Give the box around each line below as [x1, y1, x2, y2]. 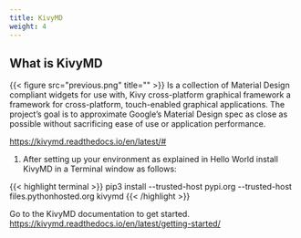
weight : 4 [9, 22, 47, 31]
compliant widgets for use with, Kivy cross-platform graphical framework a [9, 89, 292, 100]
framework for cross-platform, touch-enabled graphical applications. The [9, 99, 285, 110]
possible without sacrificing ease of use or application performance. [9, 119, 266, 129]
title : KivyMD [9, 13, 64, 23]
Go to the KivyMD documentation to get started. [9, 209, 190, 220]
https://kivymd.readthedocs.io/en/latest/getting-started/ [9, 218, 221, 229]
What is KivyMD [9, 56, 103, 71]
